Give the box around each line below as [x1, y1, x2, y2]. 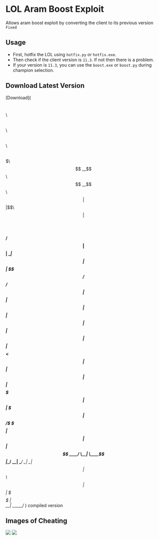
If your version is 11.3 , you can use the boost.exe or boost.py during [12, 62, 152, 68]
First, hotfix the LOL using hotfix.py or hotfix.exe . [12, 51, 117, 57]
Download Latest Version [5, 81, 85, 90]
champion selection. [12, 67, 54, 73]
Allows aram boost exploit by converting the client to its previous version [5, 20, 154, 26]
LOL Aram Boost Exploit [5, 3, 104, 15]
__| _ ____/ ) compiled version [5, 502, 63, 508]
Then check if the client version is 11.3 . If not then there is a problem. [12, 57, 155, 63]
